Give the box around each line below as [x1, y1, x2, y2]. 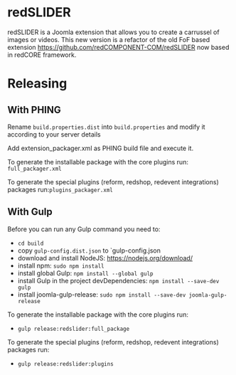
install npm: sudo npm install [17, 261, 104, 270]
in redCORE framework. [7, 51, 77, 59]
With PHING [7, 104, 62, 116]
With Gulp [7, 206, 53, 218]
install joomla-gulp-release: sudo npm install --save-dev [17, 290, 186, 299]
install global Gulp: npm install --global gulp [17, 268, 154, 278]
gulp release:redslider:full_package [17, 325, 130, 332]
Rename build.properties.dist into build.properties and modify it [7, 122, 205, 131]
